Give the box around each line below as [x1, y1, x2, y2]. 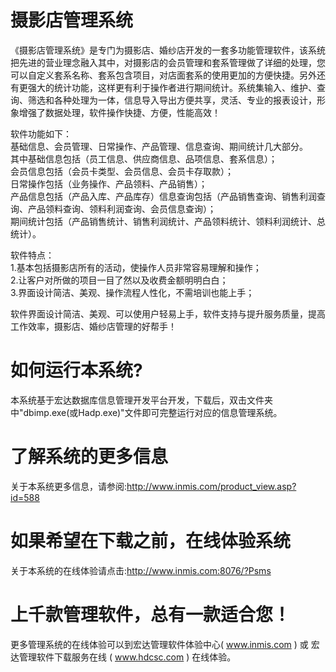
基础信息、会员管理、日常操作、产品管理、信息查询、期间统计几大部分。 [10, 140, 308, 152]
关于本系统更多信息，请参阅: [10, 480, 128, 492]
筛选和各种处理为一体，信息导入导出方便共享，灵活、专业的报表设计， [27, 94, 317, 106]
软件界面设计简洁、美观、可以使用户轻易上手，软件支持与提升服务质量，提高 [10, 307, 326, 320]
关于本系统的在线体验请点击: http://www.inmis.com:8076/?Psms [10, 564, 272, 576]
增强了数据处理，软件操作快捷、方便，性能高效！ [18, 106, 221, 118]
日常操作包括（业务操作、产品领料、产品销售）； [10, 177, 208, 190]
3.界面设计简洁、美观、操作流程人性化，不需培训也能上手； [10, 286, 255, 298]
